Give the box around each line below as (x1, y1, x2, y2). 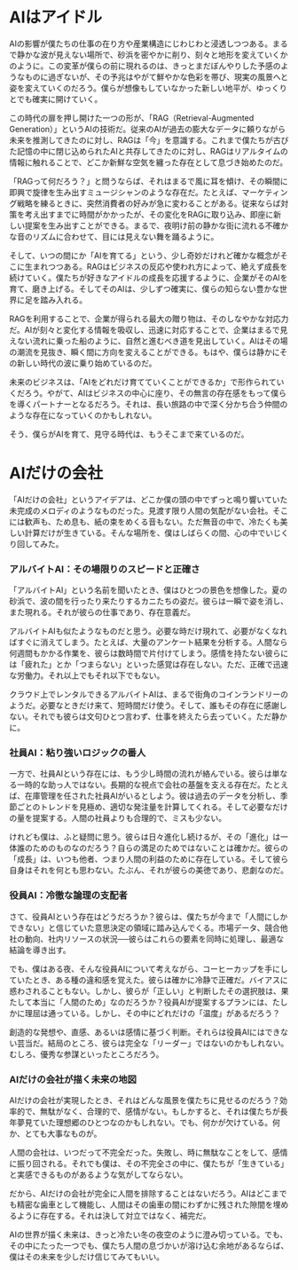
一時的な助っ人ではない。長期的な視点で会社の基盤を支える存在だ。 (16, 779, 266, 790)
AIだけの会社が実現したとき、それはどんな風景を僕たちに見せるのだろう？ (9, 1095, 280, 1106)
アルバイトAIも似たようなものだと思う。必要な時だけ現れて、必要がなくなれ (9, 626, 288, 636)
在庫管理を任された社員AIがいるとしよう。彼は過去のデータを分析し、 (24, 791, 281, 801)
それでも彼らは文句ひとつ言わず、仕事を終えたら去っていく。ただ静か (32, 711, 287, 722)
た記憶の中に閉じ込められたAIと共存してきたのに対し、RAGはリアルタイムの (9, 146, 288, 156)
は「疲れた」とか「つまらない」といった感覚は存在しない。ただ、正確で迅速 (9, 659, 289, 670)
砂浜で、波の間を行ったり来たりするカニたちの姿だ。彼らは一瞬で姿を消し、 (9, 596, 289, 607)
